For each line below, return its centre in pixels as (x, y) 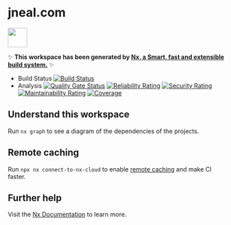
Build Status (35, 78)
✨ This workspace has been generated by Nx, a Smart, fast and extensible (116, 57)
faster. (17, 176)
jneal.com (37, 13)
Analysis (30, 85)
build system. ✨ (31, 64)
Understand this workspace (69, 115)
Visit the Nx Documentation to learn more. (67, 215)
